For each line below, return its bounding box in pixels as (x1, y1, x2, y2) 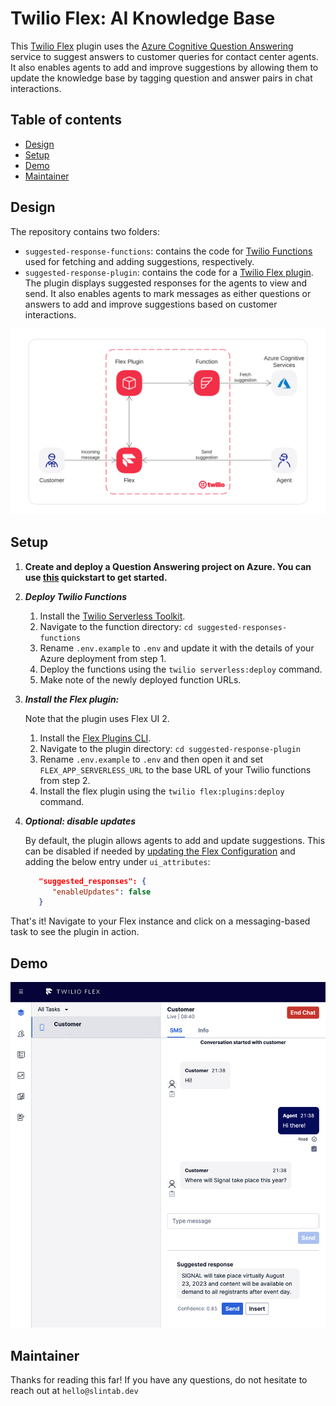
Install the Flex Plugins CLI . (39, 732, 152, 744)
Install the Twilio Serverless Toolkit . (39, 610, 186, 622)
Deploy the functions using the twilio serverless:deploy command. (39, 663, 323, 675)
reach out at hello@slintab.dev (10, 1385, 139, 1397)
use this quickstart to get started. (24, 571, 168, 583)
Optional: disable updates (24, 815, 137, 827)
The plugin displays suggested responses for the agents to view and (24, 277, 308, 289)
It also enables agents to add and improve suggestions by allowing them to (10, 61, 319, 73)
